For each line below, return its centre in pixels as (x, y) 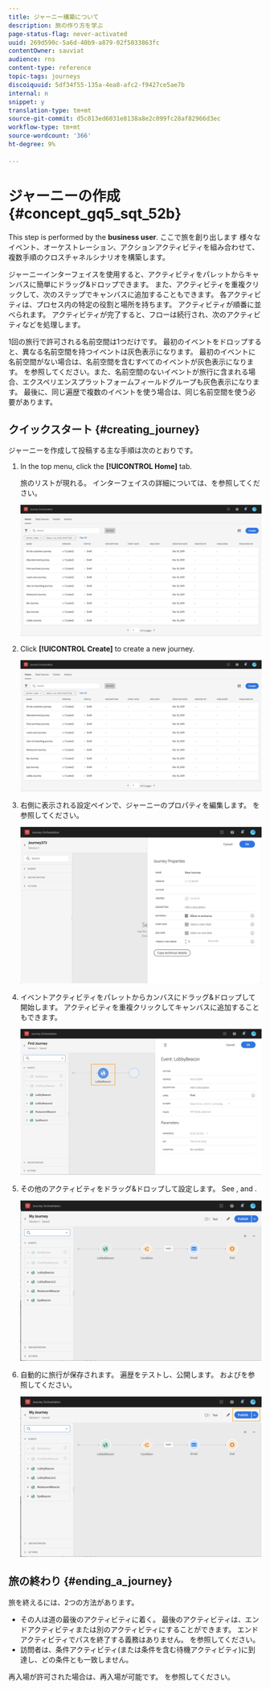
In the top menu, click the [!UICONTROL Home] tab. (106, 466)
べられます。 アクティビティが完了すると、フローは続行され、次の (117, 314)
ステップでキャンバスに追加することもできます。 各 (142, 294)
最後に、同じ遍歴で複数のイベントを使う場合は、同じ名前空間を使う (136, 392)
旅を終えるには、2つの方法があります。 (74, 1602)
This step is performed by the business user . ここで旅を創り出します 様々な (135, 236)
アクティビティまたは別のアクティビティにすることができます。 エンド (143, 1629)
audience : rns (32, 60)
